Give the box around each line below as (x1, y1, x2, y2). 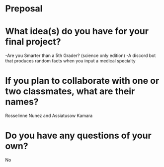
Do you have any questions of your (5, 130, 152, 141)
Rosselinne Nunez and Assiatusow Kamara (5, 112, 93, 119)
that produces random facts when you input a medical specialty (5, 58, 136, 64)
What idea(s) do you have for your (5, 26, 149, 37)
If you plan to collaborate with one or (5, 75, 160, 87)
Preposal (5, 3, 43, 14)
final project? (5, 36, 61, 48)
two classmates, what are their (5, 86, 135, 97)
